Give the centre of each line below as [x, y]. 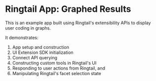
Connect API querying [35, 57]
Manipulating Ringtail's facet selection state [57, 73]
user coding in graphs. [28, 28]
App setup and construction [40, 47]
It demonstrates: [22, 38]
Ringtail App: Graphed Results [68, 9]
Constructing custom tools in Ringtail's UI [54, 63]
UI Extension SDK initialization [43, 52]
